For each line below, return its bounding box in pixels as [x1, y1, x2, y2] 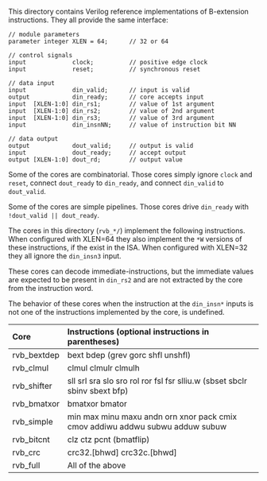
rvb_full [12, 460, 41, 471]
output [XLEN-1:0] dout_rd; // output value [8, 156, 183, 164]
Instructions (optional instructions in [67, 326, 209, 337]
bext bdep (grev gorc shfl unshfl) [67, 350, 191, 360]
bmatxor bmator [67, 398, 127, 409]
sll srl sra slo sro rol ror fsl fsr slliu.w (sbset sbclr [67, 375, 248, 386]
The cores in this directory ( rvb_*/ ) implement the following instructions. [8, 226, 246, 235]
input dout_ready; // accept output [8, 149, 187, 157]
